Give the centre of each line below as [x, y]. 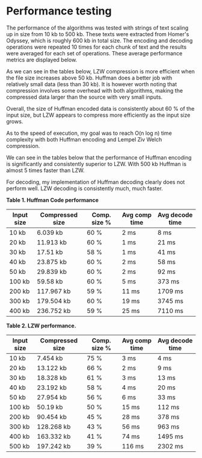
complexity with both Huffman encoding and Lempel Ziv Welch [84, 139]
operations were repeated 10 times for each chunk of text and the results [96, 47]
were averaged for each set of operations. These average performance [94, 53]
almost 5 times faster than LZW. [45, 170]
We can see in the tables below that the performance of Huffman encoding [99, 157]
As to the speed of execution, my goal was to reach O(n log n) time [89, 133]
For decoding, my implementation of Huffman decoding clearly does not [96, 182]
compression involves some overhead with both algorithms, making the [95, 90]
